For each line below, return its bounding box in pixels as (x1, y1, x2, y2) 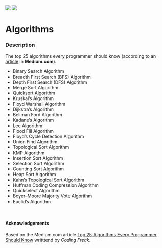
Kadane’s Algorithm (12, 117, 54, 123)
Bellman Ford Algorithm (12, 112, 62, 118)
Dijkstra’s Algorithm (12, 106, 54, 112)
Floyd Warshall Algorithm (12, 101, 66, 107)
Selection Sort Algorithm (12, 161, 65, 167)
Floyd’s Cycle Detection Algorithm (12, 133, 84, 140)
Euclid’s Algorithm (12, 199, 51, 205)
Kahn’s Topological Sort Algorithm (12, 177, 84, 183)
